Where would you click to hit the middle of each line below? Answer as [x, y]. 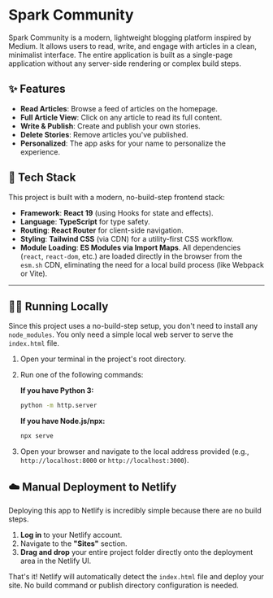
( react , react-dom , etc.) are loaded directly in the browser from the [131, 256]
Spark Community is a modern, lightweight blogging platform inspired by [130, 37]
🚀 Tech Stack [42, 178]
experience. [40, 151]
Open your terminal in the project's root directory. [103, 359]
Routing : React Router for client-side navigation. [102, 230]
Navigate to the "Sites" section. [74, 543]
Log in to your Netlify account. [71, 535]
